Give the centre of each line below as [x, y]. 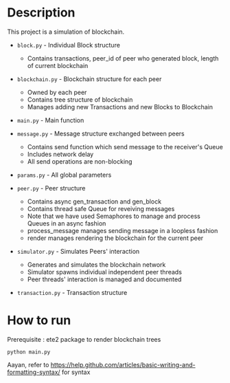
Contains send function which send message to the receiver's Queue [125, 146]
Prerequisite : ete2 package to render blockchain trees [84, 339]
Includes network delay [60, 154]
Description [41, 13]
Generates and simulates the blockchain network [96, 264]
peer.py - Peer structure [51, 188]
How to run [39, 320]
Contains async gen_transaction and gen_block [94, 201]
